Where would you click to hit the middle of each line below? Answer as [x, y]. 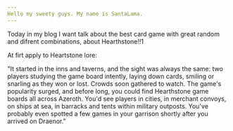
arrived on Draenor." [37, 121]
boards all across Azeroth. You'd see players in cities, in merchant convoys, [117, 99]
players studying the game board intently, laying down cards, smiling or [111, 76]
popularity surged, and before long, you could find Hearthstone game [108, 91]
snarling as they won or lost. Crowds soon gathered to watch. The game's [114, 83]
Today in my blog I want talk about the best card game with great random [114, 34]
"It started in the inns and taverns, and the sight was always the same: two [115, 68]
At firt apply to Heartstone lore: [52, 55]
